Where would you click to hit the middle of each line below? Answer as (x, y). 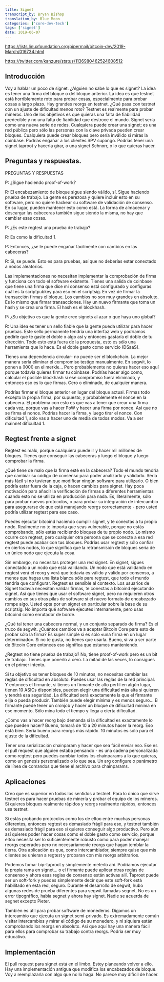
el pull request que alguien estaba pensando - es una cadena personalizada (81, 750)
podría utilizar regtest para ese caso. (42, 512)
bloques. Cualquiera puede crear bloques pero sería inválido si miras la (76, 135)
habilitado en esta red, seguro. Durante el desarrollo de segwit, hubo (74, 885)
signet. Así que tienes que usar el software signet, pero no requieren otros (80, 594)
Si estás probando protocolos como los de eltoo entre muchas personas (78, 819)
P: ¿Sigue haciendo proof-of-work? (41, 182)
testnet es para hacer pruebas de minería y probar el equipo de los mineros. (82, 799)
